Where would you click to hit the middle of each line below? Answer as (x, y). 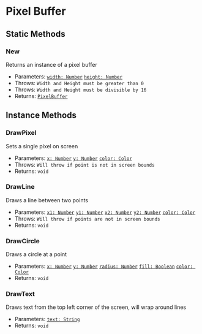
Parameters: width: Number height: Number (69, 76)
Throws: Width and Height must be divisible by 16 (80, 89)
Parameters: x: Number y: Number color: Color (73, 158)
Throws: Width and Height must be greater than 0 (79, 83)
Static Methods (36, 34)
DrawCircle (23, 241)
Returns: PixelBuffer (41, 96)
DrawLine (20, 187)
